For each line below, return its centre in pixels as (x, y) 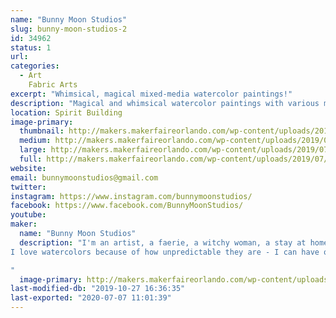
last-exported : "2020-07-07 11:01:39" (91, 298)
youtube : (28, 215)
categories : (35, 66)
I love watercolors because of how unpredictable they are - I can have (165, 252)
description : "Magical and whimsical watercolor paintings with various (165, 103)
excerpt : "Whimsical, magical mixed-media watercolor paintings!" (151, 94)
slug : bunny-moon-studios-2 (69, 29)
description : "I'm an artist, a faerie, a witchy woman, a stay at (163, 242)
